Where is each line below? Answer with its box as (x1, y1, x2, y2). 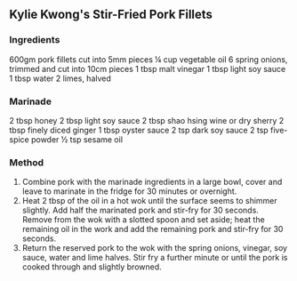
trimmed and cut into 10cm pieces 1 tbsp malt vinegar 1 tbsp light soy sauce (9, 63, 286, 74)
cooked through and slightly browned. (21, 261, 162, 272)
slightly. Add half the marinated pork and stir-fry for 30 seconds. (21, 205, 260, 216)
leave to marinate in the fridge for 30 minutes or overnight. (21, 186, 237, 197)
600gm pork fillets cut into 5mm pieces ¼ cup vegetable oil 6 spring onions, (9, 53, 288, 65)
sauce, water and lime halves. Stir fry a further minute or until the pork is (21, 253, 288, 263)
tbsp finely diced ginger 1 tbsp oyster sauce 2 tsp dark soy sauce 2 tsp (9, 124, 269, 135)
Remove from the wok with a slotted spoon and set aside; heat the (21, 214, 265, 225)
